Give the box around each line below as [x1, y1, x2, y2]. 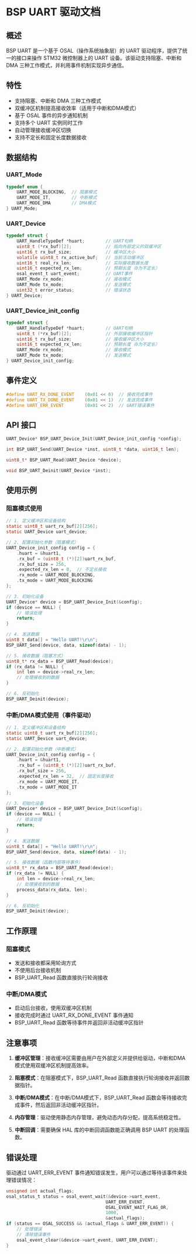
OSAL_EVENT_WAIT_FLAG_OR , [105, 1204, 169, 1210]
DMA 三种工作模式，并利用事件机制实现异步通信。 [6, 62, 128, 69]
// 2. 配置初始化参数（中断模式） [6, 746, 79, 752]
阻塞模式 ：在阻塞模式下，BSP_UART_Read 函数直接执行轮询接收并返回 [14, 1074, 185, 1081]
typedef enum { [6, 184, 43, 190]
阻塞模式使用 [6, 504, 43, 512]
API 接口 [6, 420, 37, 430]
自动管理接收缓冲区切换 [14, 127, 71, 134]
